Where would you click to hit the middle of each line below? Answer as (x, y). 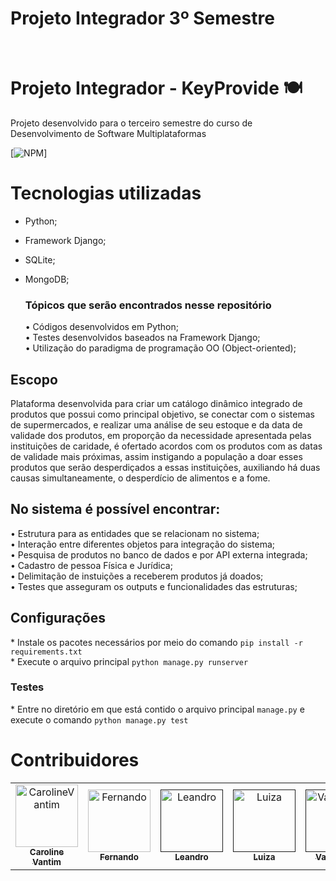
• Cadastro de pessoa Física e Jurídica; (91, 565)
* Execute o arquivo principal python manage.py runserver (129, 661)
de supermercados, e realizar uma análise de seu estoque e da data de (156, 424)
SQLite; (40, 259)
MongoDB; (47, 279)
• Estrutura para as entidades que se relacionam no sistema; (135, 533)
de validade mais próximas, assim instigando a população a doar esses (156, 456)
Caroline (47, 851)
